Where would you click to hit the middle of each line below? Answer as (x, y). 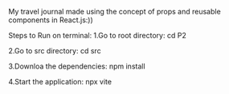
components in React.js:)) (51, 20)
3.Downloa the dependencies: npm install (77, 66)
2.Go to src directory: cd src (55, 51)
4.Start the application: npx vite (60, 82)
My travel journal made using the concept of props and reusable (115, 12)
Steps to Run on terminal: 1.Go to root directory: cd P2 (97, 35)
